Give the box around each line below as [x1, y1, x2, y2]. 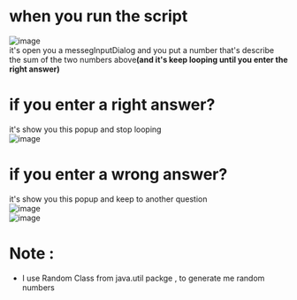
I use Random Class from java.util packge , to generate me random [21, 273, 265, 283]
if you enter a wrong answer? [9, 165, 228, 185]
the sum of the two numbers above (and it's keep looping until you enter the [9, 54, 289, 65]
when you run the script [9, 6, 188, 27]
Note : [9, 243, 55, 263]
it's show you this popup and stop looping [9, 124, 162, 135]
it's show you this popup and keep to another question [9, 193, 208, 204]
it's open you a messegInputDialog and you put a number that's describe [9, 44, 275, 55]
